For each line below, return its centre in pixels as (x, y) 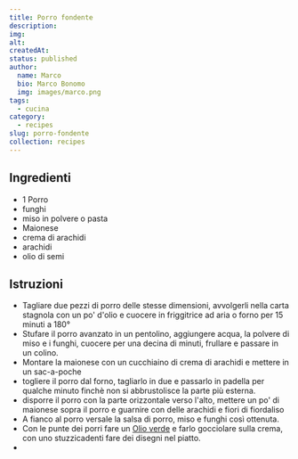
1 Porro (35, 199)
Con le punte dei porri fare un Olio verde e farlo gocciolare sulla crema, (152, 429)
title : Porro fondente (51, 17)
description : (33, 26)
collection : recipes (48, 142)
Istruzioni (36, 284)
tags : (19, 100)
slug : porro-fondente (49, 134)
